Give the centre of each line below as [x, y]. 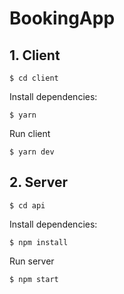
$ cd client [34, 78]
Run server [32, 261]
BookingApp [62, 18]
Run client [30, 133]
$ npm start [34, 279]
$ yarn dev [32, 152]
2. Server [38, 182]
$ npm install [39, 242]
